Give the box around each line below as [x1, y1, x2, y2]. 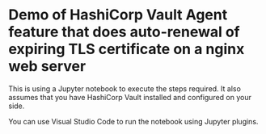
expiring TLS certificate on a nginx [8, 40, 245, 58]
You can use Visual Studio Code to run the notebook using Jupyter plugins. [8, 116, 259, 126]
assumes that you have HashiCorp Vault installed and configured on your [8, 92, 252, 102]
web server [8, 57, 87, 76]
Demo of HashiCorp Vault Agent [8, 6, 228, 24]
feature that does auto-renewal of [8, 23, 240, 41]
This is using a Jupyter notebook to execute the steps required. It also [8, 83, 241, 94]
